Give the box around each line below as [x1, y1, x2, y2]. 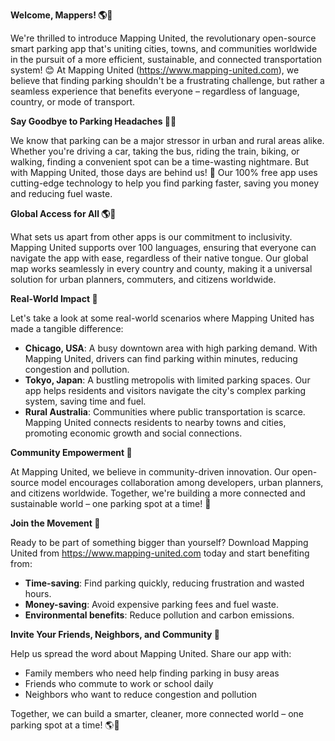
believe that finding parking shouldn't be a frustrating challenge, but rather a [10, 75, 325, 86]
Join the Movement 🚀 [10, 517, 101, 529]
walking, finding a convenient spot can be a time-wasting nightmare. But [10, 156, 310, 168]
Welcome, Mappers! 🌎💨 [10, 9, 113, 21]
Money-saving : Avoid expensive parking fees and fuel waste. [24, 599, 279, 610]
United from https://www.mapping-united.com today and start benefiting [10, 547, 310, 559]
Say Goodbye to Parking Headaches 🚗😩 [10, 115, 177, 127]
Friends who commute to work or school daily [24, 678, 214, 689]
